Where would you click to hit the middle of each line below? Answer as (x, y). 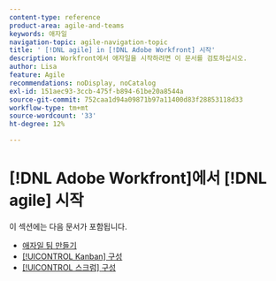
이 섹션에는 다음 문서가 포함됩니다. (68, 226)
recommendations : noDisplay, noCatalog (83, 83)
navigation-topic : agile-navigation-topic (88, 42)
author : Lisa (33, 67)
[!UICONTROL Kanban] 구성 (72, 256)
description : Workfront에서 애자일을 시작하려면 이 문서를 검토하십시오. (128, 58)
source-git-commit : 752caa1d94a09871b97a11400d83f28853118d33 (126, 99)
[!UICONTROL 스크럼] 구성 (69, 267)
